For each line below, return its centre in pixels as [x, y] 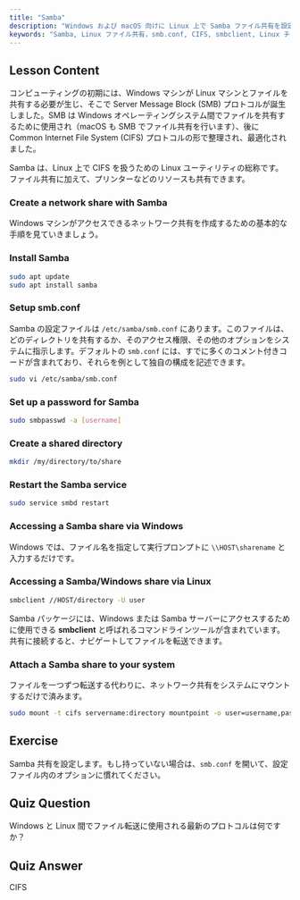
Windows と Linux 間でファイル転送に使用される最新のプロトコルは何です [145, 826]
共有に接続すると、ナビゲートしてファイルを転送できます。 [118, 641]
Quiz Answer [46, 866]
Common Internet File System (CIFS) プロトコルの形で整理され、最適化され [148, 138]
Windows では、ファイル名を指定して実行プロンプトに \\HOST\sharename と [147, 547]
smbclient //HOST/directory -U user [77, 600]
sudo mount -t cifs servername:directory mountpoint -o [115, 713]
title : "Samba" [37, 17]
